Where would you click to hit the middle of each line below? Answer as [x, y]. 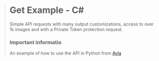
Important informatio [35, 42]
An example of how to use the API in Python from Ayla [65, 53]
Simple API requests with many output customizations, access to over [82, 24]
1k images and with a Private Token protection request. [66, 29]
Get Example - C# [47, 10]
